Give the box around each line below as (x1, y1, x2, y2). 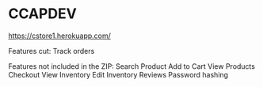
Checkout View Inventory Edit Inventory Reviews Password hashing (8, 70, 228, 79)
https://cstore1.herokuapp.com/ (8, 31, 111, 40)
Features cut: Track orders (8, 46, 95, 55)
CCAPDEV (8, 5, 77, 23)
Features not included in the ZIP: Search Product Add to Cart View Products (8, 61, 256, 71)
